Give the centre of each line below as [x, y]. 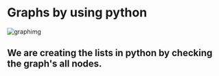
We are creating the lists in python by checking [110, 53]
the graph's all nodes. [55, 64]
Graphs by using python [77, 13]
